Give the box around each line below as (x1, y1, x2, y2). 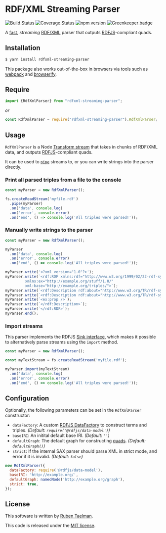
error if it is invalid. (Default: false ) (12, 454, 83, 460)
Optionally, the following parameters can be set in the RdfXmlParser (5, 407, 142, 413)
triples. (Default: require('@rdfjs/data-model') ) (12, 427, 110, 434)
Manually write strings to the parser (5, 227, 93, 234)
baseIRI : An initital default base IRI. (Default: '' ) (12, 433, 110, 438)
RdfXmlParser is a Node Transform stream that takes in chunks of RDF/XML (5, 144, 158, 149)
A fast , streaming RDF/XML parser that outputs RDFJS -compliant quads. (5, 29, 152, 35)
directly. (5, 164, 22, 170)
